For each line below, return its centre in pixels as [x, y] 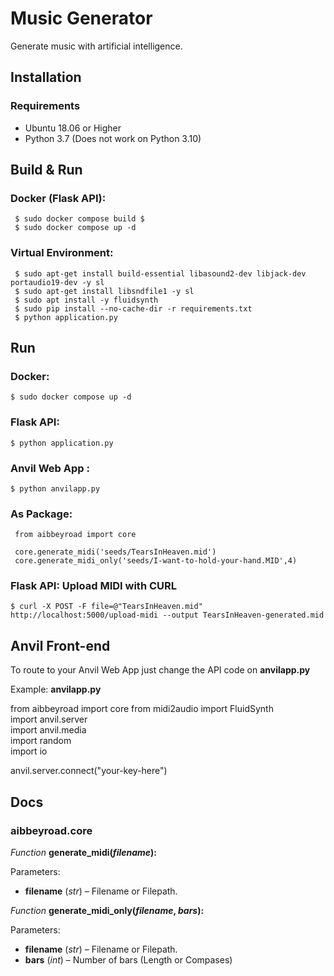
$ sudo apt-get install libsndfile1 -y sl [104, 291]
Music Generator [81, 18]
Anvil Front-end [60, 645]
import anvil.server [49, 719]
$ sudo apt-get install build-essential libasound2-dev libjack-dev [160, 273]
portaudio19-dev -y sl [57, 282]
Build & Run [46, 170]
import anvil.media [48, 730]
